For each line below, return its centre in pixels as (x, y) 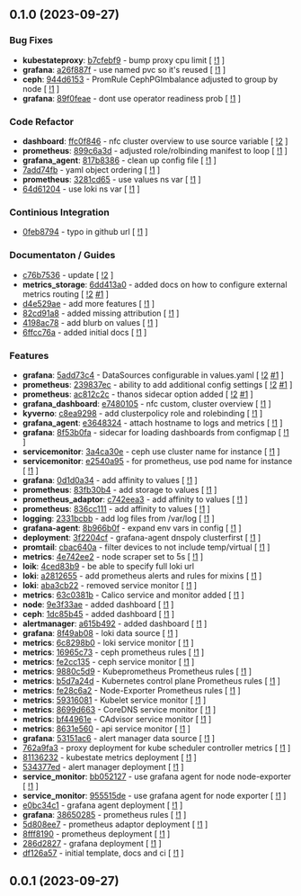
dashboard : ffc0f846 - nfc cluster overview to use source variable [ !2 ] (155, 141)
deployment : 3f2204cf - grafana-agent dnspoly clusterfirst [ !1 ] (142, 537)
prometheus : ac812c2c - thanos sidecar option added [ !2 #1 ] (137, 394)
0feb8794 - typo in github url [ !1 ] (85, 232)
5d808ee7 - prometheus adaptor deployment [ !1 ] (115, 824)
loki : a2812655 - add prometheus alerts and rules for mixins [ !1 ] (142, 576)
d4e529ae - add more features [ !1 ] (89, 303)
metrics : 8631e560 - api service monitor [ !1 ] (106, 729)
